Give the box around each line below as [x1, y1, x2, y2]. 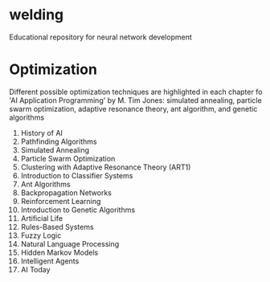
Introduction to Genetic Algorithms [20, 205, 136, 215]
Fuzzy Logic [20, 231, 62, 240]
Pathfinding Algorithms [20, 137, 97, 146]
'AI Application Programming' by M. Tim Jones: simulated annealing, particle [9, 95, 262, 105]
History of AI [20, 128, 63, 137]
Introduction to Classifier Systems [20, 170, 133, 180]
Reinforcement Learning [20, 196, 101, 206]
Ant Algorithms [20, 179, 71, 189]
